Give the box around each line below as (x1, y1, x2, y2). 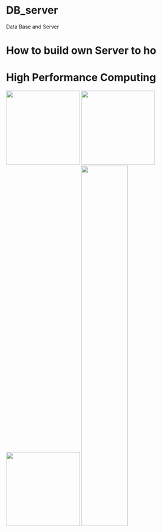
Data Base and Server (6, 23, 59, 30)
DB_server (6, 4, 58, 17)
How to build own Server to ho (6, 44, 157, 57)
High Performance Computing (6, 71, 156, 85)
